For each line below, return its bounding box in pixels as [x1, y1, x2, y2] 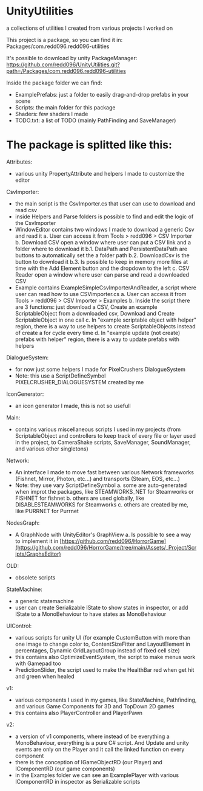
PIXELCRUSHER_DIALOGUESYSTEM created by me [15, 378, 144, 385]
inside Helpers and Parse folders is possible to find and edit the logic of [15, 213, 194, 220]
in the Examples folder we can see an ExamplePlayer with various [15, 771, 179, 779]
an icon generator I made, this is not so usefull [15, 402, 131, 409]
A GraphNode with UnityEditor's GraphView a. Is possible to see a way [15, 531, 191, 538]
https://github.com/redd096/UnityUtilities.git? [6, 61, 120, 68]
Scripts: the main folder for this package [15, 103, 116, 111]
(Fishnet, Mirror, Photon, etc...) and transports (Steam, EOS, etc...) [15, 475, 181, 482]
